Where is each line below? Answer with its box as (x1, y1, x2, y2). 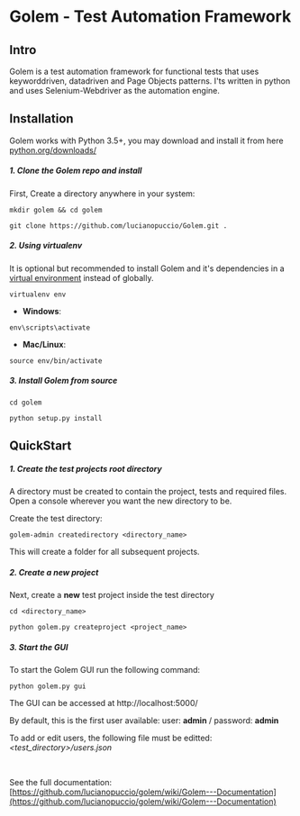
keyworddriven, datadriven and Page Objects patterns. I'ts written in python (9, 76, 291, 86)
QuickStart (9, 439, 72, 454)
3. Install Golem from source (9, 376, 118, 386)
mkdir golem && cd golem (9, 205, 103, 214)
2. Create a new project (9, 567, 99, 577)
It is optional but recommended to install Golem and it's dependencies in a (9, 263, 286, 274)
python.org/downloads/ (9, 144, 97, 155)
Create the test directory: (9, 513, 103, 524)
